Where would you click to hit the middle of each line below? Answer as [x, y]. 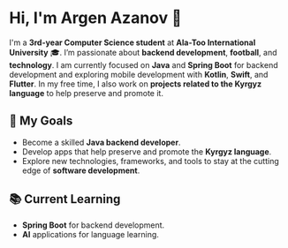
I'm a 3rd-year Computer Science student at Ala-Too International [133, 42]
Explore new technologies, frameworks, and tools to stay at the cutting [151, 161]
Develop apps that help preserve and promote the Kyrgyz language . [147, 151]
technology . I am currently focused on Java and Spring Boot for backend [144, 64]
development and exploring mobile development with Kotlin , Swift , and [139, 74]
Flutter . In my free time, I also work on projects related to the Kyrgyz [136, 84]
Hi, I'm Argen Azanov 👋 [96, 18]
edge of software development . [81, 170]
